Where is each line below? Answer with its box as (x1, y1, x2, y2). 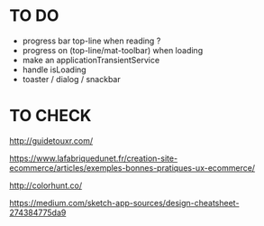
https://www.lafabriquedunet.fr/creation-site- (9, 153, 178, 164)
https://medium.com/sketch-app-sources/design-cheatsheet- (9, 197, 240, 208)
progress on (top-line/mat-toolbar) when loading (22, 44, 204, 55)
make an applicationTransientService (22, 54, 160, 65)
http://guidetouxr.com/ (9, 135, 94, 146)
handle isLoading (22, 64, 87, 75)
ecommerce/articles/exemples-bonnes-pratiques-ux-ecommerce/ (9, 162, 255, 173)
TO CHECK (9, 106, 92, 127)
